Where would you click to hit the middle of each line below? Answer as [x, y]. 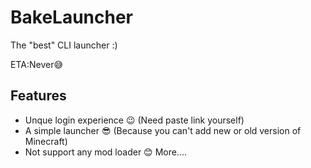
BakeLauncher [72, 17]
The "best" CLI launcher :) [64, 45]
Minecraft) [46, 141]
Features [38, 96]
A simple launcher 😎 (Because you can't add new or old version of [163, 130]
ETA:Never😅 [37, 64]
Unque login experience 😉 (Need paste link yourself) [134, 120]
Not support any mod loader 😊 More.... [106, 152]
